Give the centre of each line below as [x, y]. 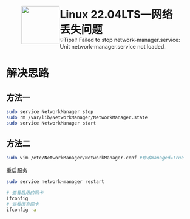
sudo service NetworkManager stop [50, 112]
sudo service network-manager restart [55, 182]
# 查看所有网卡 [23, 204]
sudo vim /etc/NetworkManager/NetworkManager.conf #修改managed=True [95, 158]
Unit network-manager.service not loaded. [113, 47]
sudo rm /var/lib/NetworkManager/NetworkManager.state [77, 117]
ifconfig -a [21, 210]
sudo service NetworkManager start [51, 123]
